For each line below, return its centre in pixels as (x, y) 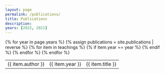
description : (19, 23)
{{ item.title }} (102, 64)
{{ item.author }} (26, 64)
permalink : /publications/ (33, 14)
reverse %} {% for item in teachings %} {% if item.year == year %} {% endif (82, 47)
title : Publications (26, 19)
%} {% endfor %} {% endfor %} (38, 53)
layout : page (19, 10)
